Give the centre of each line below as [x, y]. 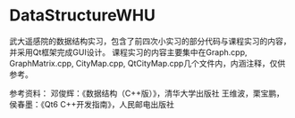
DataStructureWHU [83, 16]
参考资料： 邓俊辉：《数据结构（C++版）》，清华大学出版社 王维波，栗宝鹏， [147, 93]
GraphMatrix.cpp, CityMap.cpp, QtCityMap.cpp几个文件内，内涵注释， [139, 63]
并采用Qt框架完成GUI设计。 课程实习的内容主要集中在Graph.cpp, [128, 52]
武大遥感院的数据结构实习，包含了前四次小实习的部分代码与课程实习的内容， [150, 41]
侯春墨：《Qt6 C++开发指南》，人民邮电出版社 [92, 104]
